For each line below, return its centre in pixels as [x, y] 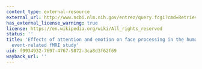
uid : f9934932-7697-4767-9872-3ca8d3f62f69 [62, 51]
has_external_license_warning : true [52, 23]
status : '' [20, 34]
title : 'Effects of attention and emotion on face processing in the [95, 40]
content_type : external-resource [48, 12]
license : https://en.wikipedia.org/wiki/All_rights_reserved [84, 28]
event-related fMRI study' [45, 46]
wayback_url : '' [26, 56]
